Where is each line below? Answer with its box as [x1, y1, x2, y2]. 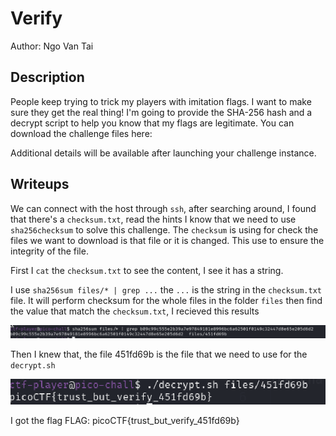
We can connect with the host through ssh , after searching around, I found [10, 202, 317, 214]
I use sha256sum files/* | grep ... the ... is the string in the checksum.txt [10, 283, 322, 296]
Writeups [10, 176, 70, 193]
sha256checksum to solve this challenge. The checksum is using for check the [10, 223, 319, 236]
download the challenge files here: [10, 127, 153, 139]
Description [10, 69, 85, 86]
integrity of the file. [10, 245, 89, 257]
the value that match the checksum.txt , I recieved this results [10, 305, 260, 317]
